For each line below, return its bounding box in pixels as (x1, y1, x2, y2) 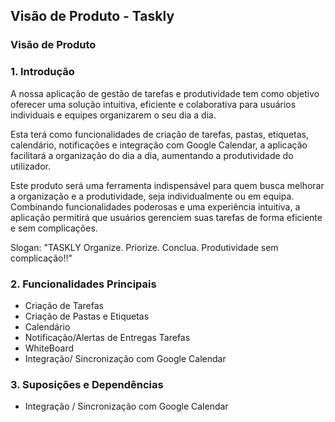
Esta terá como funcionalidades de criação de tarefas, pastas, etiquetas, (10, 128, 309, 140)
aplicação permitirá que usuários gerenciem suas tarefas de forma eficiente (10, 211, 323, 223)
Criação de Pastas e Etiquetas (24, 310, 150, 322)
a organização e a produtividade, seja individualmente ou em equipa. (10, 190, 295, 202)
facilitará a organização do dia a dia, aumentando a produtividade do (10, 149, 294, 161)
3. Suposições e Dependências (10, 377, 164, 391)
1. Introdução (10, 65, 75, 79)
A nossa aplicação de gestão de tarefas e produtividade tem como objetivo (10, 87, 320, 99)
